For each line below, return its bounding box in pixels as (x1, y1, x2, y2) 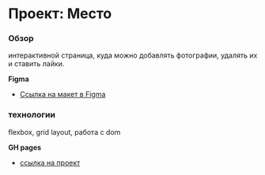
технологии (8, 110, 55, 121)
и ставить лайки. (8, 59, 65, 69)
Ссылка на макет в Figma (19, 90, 106, 99)
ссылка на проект (19, 158, 81, 167)
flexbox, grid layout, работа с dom (8, 127, 121, 136)
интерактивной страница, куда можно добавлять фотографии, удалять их (8, 50, 258, 60)
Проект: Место (8, 5, 112, 23)
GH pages (8, 143, 42, 152)
